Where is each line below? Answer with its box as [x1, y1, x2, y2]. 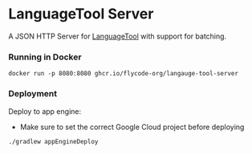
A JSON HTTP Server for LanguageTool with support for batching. [8, 31, 227, 41]
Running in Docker [8, 51, 82, 63]
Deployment [8, 88, 58, 99]
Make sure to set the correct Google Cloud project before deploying [19, 122, 245, 132]
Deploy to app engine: [8, 106, 82, 116]
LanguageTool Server [8, 5, 154, 23]
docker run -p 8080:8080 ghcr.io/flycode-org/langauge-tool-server [8, 70, 239, 78]
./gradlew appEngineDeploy [8, 137, 99, 145]
